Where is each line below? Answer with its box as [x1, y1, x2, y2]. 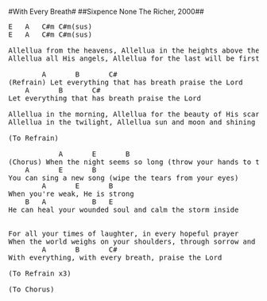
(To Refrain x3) [8, 269, 72, 278]
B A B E [25, 197, 114, 206]
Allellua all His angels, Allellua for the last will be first [8, 54, 260, 63]
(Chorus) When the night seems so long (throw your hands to [8, 158, 252, 166]
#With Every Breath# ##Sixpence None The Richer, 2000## [8, 7, 204, 16]
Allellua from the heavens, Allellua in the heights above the [8, 46, 260, 55]
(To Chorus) [8, 285, 55, 294]
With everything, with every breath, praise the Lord [8, 253, 222, 262]
